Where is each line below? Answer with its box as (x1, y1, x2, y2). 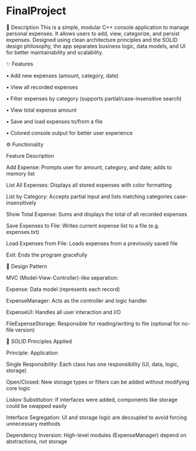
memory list (6, 170, 35, 177)
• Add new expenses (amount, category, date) (6, 72, 119, 79)
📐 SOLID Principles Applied (6, 338, 72, 345)
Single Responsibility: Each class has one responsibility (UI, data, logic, (6, 361, 179, 368)
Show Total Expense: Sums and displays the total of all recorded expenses (6, 210, 188, 218)
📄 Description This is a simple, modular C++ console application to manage (6, 24, 190, 31)
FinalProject (6, 4, 67, 18)
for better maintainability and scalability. (6, 48, 103, 56)
